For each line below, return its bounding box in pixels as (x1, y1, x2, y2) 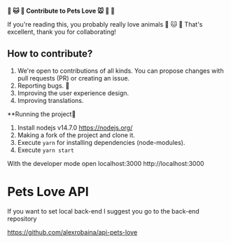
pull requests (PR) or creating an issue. (17, 74, 130, 82)
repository (7, 214, 37, 223)
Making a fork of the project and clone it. (17, 130, 135, 139)
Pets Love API (7, 184, 89, 200)
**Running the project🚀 (7, 109, 76, 118)
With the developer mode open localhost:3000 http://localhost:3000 (7, 159, 204, 167)
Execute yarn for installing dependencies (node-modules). (17, 138, 185, 146)
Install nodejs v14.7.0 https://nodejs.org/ (17, 123, 133, 132)
